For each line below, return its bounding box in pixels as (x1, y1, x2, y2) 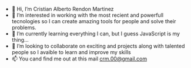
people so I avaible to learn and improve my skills (11, 49, 131, 55)
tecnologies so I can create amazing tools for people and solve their (11, 18, 176, 24)
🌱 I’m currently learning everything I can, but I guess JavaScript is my (11, 30, 180, 37)
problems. (11, 24, 36, 31)
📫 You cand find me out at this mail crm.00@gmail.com (11, 55, 148, 62)
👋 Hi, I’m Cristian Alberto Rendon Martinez (11, 6, 114, 12)
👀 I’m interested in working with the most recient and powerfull (11, 12, 163, 19)
